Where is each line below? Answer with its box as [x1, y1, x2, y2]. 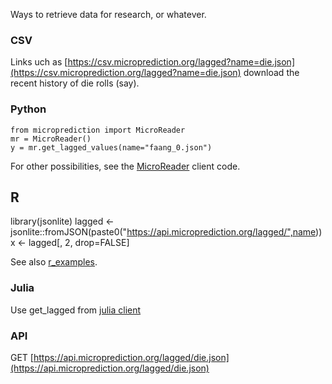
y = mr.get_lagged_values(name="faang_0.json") [10, 142, 213, 153]
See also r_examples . [10, 256, 98, 268]
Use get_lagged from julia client [10, 304, 142, 316]
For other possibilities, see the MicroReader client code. [10, 160, 241, 172]
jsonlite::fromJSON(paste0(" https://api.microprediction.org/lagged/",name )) [10, 226, 323, 238]
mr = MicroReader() [10, 134, 92, 144]
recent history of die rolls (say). [10, 77, 140, 89]
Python [10, 102, 47, 116]
